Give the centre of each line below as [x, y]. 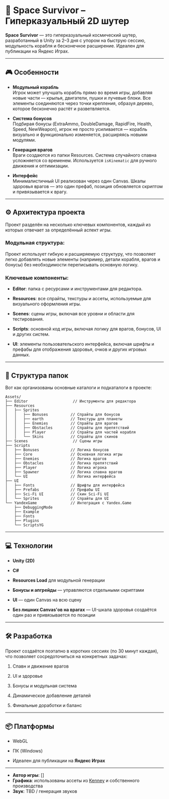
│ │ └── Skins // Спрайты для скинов [62, 437]
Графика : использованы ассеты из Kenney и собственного [76, 781]
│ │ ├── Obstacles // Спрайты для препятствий [67, 428]
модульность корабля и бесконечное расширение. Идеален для [75, 45]
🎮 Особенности [32, 73]
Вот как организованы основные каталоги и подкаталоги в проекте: [78, 387]
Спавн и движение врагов [40, 666]
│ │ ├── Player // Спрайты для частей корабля [71, 432]
